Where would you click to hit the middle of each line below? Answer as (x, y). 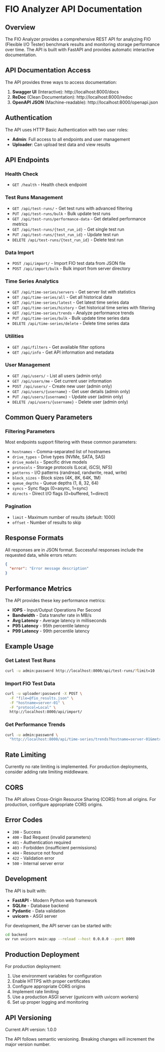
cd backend (16, 935)
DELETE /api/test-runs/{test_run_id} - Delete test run (68, 240)
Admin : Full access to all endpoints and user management (71, 139)
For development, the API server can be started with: (58, 925)
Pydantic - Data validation (39, 910)
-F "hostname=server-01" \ (37, 703)
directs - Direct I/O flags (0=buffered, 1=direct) (60, 494)
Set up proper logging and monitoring (50, 1002)
